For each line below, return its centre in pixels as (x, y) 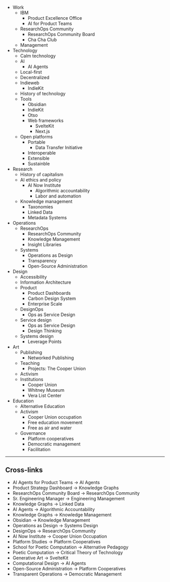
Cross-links (24, 470)
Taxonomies (40, 207)
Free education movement (55, 422)
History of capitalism (42, 174)
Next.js (42, 131)
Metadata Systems (47, 217)
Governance (33, 433)
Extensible (38, 158)
